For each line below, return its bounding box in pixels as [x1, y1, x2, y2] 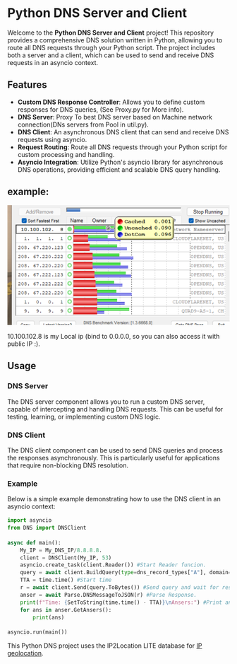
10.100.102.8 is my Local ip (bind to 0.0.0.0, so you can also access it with [7, 332, 220, 340]
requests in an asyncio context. [7, 58, 99, 66]
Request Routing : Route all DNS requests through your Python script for [17, 143, 228, 151]
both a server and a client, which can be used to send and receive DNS [7, 51, 214, 59]
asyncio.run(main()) [7, 629, 68, 636]
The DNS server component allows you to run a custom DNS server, [7, 397, 205, 406]
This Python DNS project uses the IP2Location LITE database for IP [7, 641, 202, 650]
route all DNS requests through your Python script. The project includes [7, 43, 216, 52]
